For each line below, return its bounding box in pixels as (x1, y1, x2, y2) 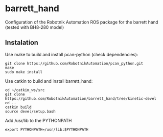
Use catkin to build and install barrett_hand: (5, 78, 93, 84)
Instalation (5, 39, 38, 47)
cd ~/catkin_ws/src (5, 88, 45, 92)
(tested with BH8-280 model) (5, 24, 64, 30)
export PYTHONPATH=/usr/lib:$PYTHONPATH (5, 127, 89, 132)
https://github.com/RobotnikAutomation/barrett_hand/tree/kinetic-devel (5, 96, 157, 101)
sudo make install (5, 69, 43, 74)
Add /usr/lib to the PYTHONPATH (5, 117, 72, 123)
